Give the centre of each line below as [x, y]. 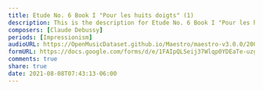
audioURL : [24, 45]
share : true [27, 67]
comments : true [33, 59]
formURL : [22, 52]
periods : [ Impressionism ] [50, 37]
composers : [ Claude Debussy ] [56, 30]
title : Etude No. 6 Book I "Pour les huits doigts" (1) [101, 15]
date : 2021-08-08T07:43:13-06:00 [63, 74]
